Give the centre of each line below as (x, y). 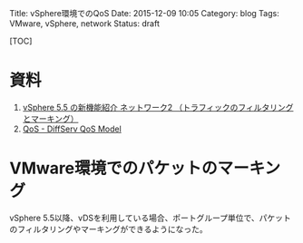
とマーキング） (50, 118)
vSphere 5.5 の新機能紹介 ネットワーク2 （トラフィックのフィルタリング (158, 107)
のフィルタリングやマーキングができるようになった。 (109, 228)
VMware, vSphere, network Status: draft (85, 24)
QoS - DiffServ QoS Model (72, 129)
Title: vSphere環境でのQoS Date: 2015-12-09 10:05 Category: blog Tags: (144, 13)
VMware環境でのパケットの (113, 168)
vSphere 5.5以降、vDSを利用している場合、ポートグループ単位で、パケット (151, 218)
